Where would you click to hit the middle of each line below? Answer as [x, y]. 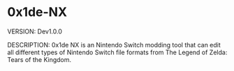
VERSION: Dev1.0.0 [35, 31]
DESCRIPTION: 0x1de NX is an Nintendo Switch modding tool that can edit [114, 45]
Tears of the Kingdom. [39, 59]
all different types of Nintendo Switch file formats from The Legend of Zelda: [117, 52]
